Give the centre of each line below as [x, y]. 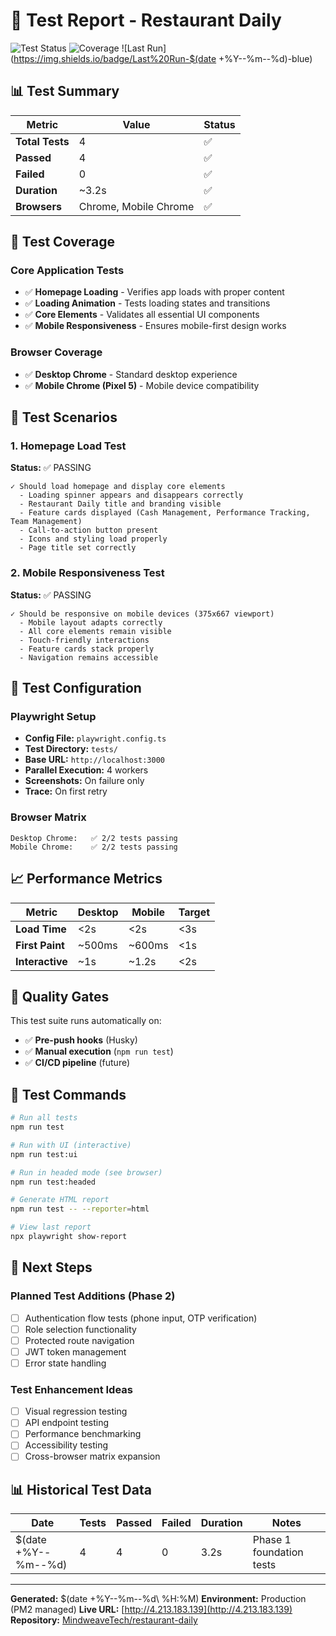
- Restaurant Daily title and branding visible [120, 504]
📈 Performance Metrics [86, 879]
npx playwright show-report [69, 1237]
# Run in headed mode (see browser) [86, 1172]
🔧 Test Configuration [76, 688]
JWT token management [75, 1351]
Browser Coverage [56, 352]
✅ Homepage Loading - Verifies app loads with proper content [154, 292]
